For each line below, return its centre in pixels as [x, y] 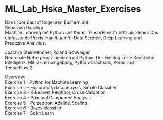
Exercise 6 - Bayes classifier [34, 108]
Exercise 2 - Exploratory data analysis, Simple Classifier [61, 87]
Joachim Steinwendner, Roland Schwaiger [47, 52]
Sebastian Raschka [24, 27]
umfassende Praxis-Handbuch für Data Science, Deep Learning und [73, 38]
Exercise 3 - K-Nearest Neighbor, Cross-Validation [55, 92]
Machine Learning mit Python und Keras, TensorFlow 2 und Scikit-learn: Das [81, 32]
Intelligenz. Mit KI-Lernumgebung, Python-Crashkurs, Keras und [70, 62]
